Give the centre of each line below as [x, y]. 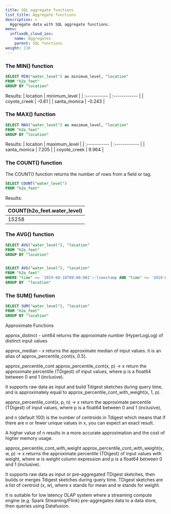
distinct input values [26, 341]
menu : [11, 29]
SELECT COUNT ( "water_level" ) [36, 183]
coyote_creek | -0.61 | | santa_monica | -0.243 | [55, 101]
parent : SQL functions [38, 43]
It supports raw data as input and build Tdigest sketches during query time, [84, 387]
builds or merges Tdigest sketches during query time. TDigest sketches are [84, 480]
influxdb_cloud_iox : [32, 34]
